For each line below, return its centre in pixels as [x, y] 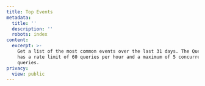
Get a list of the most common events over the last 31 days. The [103, 51]
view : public [28, 74]
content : [17, 40]
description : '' [32, 29]
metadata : [19, 18]
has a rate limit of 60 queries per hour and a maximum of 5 [96, 57]
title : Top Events [30, 12]
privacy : [17, 68]
